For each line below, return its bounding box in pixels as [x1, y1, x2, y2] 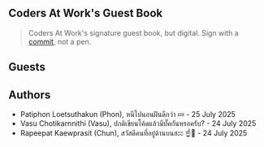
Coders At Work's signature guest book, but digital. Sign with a [28, 28, 240, 37]
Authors [8, 88, 51, 102]
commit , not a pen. [28, 37, 92, 46]
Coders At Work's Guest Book [8, 6, 163, 20]
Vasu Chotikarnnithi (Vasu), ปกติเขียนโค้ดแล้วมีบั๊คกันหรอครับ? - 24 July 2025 [19, 119, 257, 128]
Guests [8, 60, 46, 74]
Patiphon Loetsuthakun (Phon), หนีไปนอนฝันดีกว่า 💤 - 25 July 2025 [19, 110, 236, 119]
